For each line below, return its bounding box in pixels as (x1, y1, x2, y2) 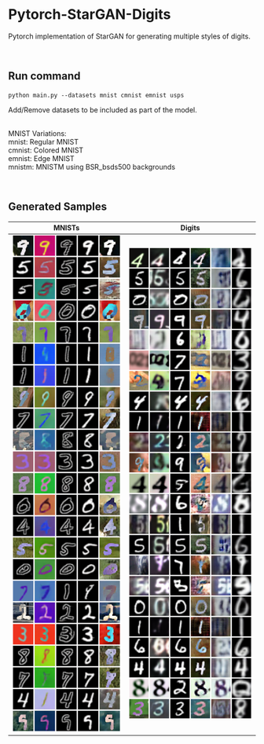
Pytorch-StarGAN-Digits (8, 5, 171, 24)
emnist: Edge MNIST (8, 153, 75, 163)
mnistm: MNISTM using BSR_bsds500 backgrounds (8, 162, 175, 171)
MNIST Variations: (8, 128, 67, 138)
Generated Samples (8, 200, 108, 214)
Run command (8, 69, 81, 83)
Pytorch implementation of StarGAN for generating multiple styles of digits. (8, 31, 251, 41)
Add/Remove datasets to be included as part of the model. (8, 104, 198, 115)
